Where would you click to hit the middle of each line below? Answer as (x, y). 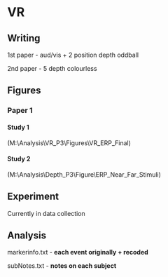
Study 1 (18, 127)
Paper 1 (20, 111)
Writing (24, 38)
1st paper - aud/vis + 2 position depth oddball (73, 55)
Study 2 (19, 159)
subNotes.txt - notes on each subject (62, 266)
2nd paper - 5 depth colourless (52, 68)
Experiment (33, 197)
